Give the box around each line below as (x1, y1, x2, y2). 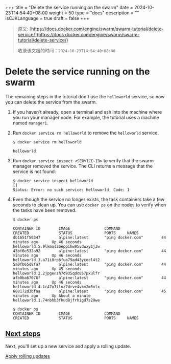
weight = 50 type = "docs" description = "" (48, 10, 139, 16)
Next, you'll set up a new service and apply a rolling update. (5, 343, 131, 349)
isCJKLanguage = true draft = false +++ (5, 15, 89, 21)
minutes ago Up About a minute (12, 293, 91, 298)
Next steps (5, 330, 41, 338)
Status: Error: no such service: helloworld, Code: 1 (12, 187, 130, 192)
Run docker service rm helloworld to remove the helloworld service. (12, 130, 159, 136)
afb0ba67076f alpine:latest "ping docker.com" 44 (12, 275, 166, 281)
